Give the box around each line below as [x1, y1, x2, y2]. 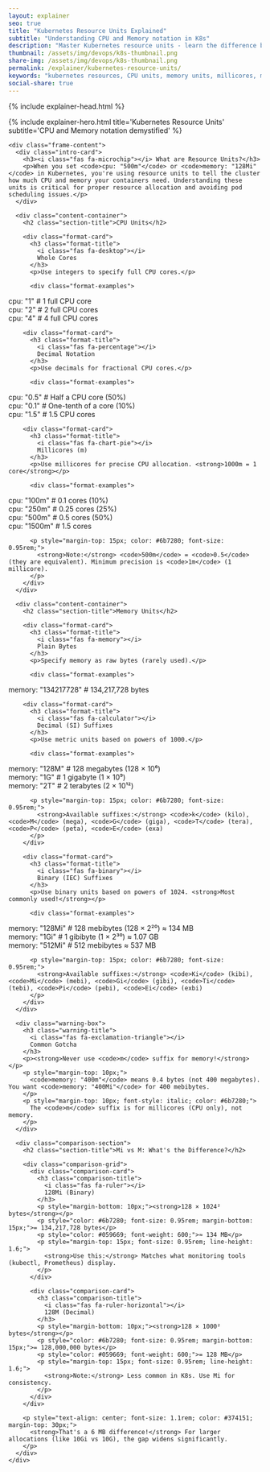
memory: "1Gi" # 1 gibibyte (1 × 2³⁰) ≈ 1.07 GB [8, 932, 159, 941]
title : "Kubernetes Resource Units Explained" [8, 27, 167, 35]
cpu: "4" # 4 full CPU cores [8, 313, 99, 323]
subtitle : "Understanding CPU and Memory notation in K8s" [8, 34, 211, 43]
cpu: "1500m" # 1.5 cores [8, 521, 92, 531]
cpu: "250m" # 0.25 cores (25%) [8, 504, 117, 514]
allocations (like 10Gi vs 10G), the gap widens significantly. [8, 1435, 228, 1443]
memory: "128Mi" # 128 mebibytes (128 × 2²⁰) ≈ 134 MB [8, 923, 194, 932]
